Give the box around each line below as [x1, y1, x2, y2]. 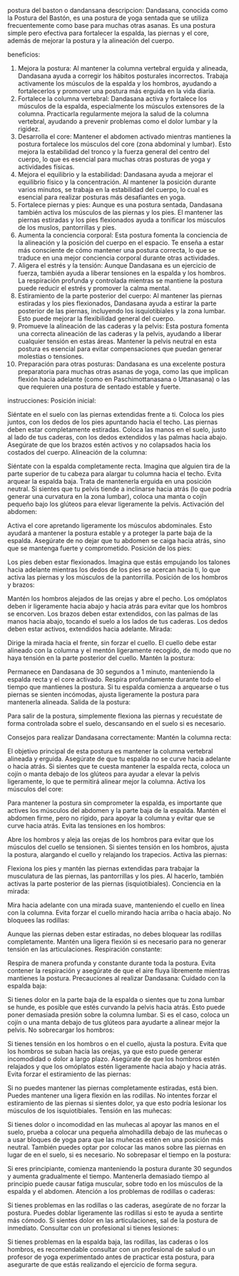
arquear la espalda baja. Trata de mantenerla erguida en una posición [7, 477, 212, 485]
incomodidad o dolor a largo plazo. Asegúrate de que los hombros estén [7, 1055, 220, 1063]
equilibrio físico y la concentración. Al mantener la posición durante [17, 178, 216, 186]
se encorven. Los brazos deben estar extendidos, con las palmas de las [7, 609, 219, 618]
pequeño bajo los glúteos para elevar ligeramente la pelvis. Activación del [7, 500, 225, 508]
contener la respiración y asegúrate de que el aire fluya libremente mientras [7, 966, 230, 975]
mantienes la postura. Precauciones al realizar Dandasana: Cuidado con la [7, 974, 226, 982]
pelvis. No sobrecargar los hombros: [7, 1026, 115, 1034]
